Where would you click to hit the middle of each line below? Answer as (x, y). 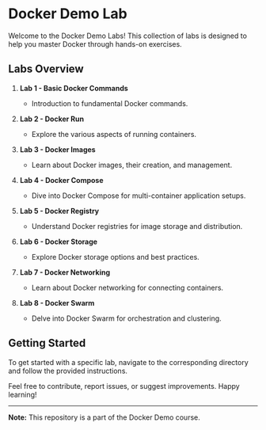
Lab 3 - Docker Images (58, 149)
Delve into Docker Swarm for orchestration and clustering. (126, 318)
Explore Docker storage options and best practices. (115, 257)
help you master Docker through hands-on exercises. (95, 44)
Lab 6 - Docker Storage (58, 242)
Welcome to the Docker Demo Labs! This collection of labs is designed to (128, 36)
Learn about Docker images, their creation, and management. (132, 165)
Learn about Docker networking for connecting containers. (127, 287)
